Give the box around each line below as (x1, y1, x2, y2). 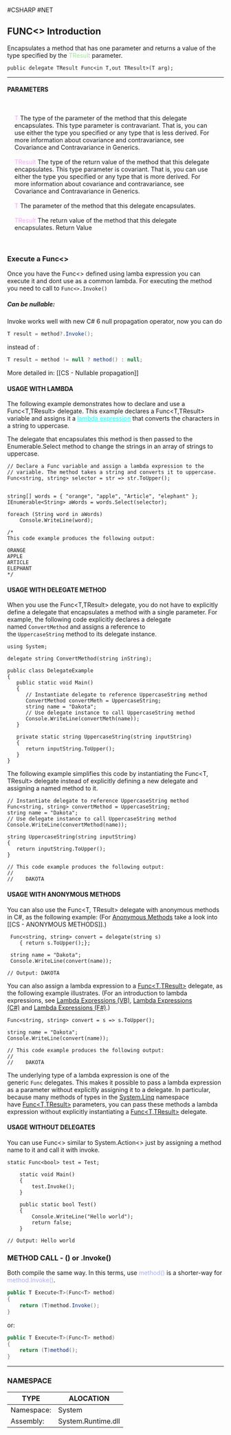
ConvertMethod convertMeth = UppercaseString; (25, 698, 162, 704)
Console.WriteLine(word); (19, 517, 94, 524)
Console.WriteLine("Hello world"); (32, 1213, 134, 1220)
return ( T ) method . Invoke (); (19, 1302, 100, 1309)
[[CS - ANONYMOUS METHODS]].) (7, 920, 107, 928)
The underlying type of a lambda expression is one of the (7, 1071, 170, 1079)
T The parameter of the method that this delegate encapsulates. (14, 202, 196, 210)
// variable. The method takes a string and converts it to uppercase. (7, 469, 217, 476)
